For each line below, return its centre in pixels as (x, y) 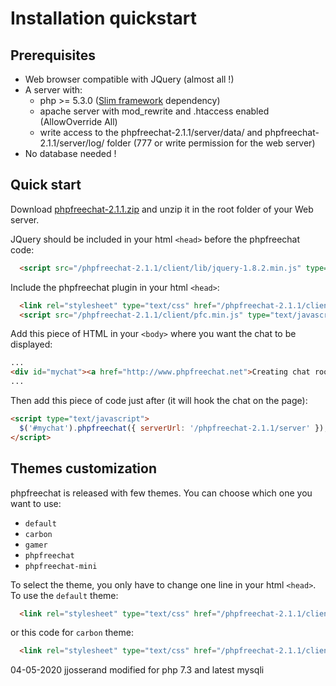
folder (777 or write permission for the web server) (211, 143)
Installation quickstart (104, 18)
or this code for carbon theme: (72, 633)
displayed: (31, 344)
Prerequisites (53, 55)
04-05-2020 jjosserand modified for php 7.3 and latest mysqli (137, 670)
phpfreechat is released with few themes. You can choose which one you (161, 493)
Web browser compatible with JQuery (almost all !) (129, 79)
